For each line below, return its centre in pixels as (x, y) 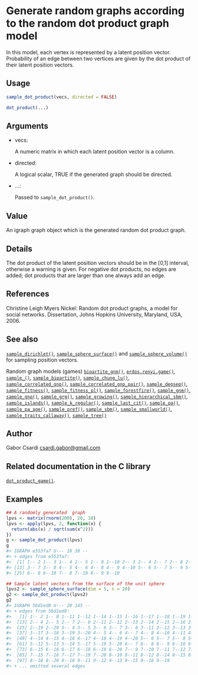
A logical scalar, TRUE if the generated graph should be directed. (93, 175)
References (28, 294)
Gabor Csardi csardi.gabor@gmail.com (53, 448)
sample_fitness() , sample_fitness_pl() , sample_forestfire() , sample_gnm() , (98, 390)
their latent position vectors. (40, 65)
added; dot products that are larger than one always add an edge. (86, 275)
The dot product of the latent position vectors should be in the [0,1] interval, (98, 263)
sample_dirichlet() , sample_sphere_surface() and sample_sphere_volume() (97, 353)
